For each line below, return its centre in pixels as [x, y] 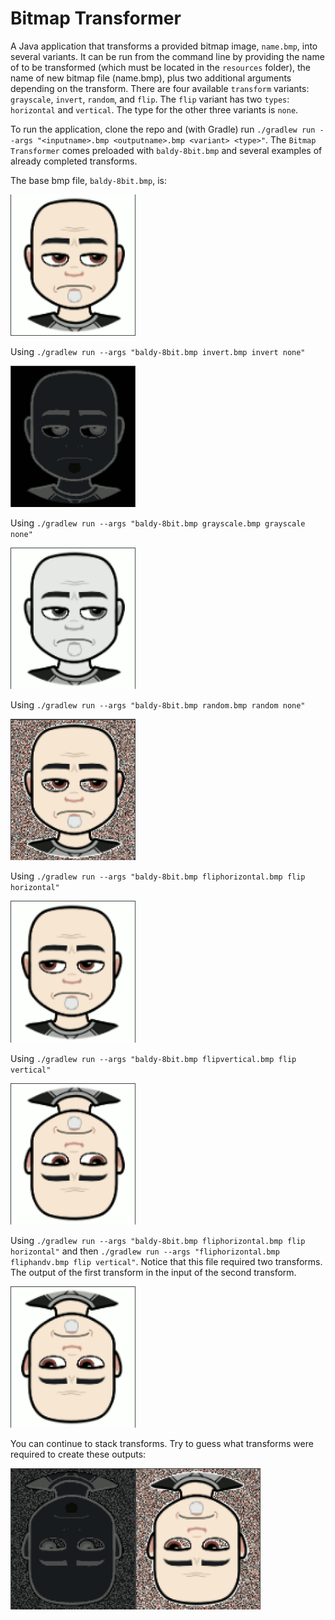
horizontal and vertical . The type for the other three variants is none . [154, 109]
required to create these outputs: [78, 1454]
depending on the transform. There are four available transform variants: [160, 88]
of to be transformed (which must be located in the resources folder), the [160, 67]
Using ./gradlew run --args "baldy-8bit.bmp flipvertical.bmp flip [153, 1058]
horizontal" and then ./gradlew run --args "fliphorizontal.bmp [145, 1251]
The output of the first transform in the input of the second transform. [153, 1272]
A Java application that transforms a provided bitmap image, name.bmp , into [164, 46]
